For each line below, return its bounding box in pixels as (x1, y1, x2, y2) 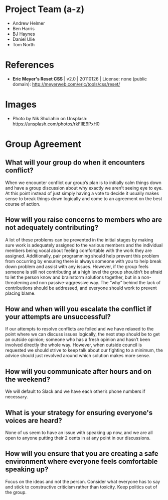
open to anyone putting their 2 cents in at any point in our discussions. (5, 435, 151, 441)
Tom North (12, 41, 35, 47)
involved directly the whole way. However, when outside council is (5, 342, 142, 348)
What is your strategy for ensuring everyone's (5, 408, 153, 417)
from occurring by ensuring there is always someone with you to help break (5, 258, 162, 264)
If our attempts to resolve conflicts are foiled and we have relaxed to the (5, 326, 154, 332)
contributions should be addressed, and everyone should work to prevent (5, 285, 157, 291)
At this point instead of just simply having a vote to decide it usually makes (5, 190, 159, 196)
